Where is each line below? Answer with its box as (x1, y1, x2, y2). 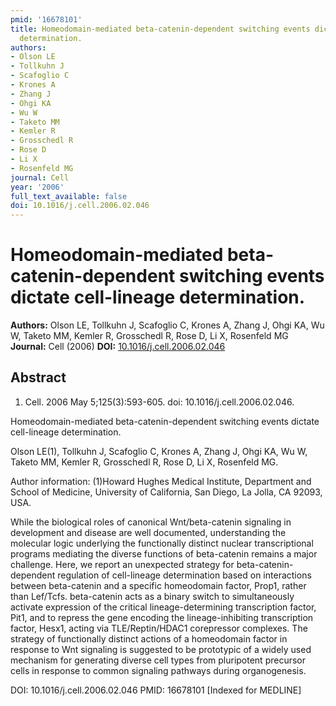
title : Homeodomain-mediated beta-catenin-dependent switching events (10, 24, 311, 34)
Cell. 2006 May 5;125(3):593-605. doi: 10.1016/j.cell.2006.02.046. (24, 396, 295, 408)
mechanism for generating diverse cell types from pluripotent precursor (10, 654, 307, 666)
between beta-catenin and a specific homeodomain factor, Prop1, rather (10, 579, 307, 591)
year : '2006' (10, 182, 65, 192)
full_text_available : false (10, 191, 128, 201)
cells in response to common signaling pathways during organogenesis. (10, 664, 307, 676)
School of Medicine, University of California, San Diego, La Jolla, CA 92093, (10, 486, 323, 498)
